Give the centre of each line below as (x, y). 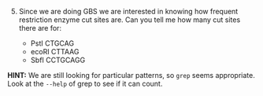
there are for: (40, 28)
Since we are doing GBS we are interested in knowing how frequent (128, 11)
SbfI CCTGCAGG (58, 60)
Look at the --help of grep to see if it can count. (85, 83)
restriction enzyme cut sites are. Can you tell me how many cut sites (130, 20)
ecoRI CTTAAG (55, 52)
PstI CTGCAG (52, 43)
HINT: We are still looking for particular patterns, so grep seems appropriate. (131, 75)
